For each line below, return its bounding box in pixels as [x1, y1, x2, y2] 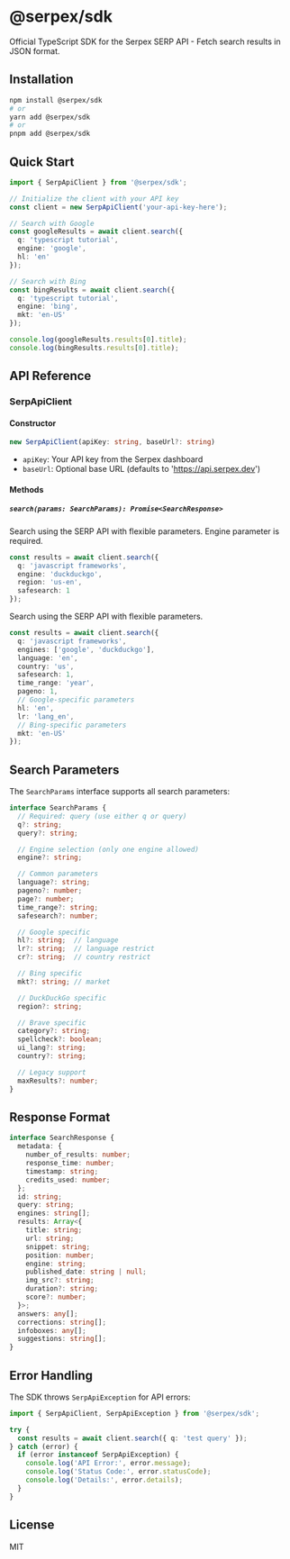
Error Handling [9, 1367, 93, 1383]
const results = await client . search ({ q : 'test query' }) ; [17, 1434, 248, 1443]
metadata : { [17, 1142, 63, 1151]
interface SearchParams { [9, 803, 106, 812]
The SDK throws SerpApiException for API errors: [9, 1391, 191, 1402]
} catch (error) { [9, 1442, 78, 1451]
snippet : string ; [25, 1242, 91, 1251]
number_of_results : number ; [25, 1150, 131, 1159]
